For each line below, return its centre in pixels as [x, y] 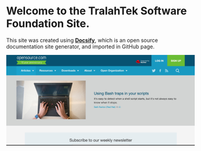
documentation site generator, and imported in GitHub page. [80, 47]
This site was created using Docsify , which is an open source [82, 40]
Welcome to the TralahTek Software [97, 11]
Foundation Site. [48, 24]
